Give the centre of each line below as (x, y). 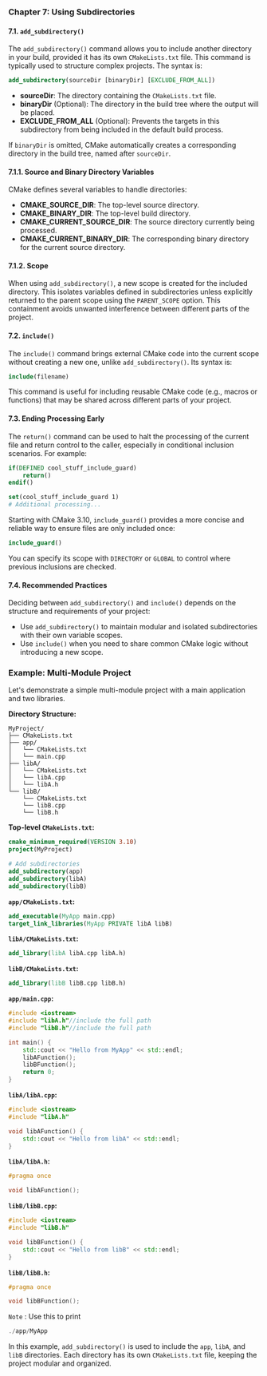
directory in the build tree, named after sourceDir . (90, 153)
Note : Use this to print (45, 1317)
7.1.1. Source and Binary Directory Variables (81, 172)
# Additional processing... (55, 505)
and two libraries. (37, 699)
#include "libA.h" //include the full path (80, 1021)
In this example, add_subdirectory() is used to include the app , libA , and (127, 1346)
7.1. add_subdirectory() (47, 31)
